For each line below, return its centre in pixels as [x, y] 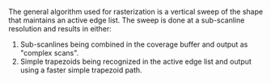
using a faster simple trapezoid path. [81, 70]
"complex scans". [49, 53]
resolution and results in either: [60, 29]
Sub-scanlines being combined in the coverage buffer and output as [134, 44]
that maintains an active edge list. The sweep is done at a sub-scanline [127, 20]
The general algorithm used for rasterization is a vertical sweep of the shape [136, 12]
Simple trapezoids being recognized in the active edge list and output [136, 61]
